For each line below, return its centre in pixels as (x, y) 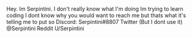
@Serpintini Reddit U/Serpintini (45, 28)
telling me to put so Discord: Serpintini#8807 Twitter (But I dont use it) (94, 22)
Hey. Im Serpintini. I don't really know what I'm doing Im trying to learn (95, 9)
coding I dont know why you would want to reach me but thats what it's (96, 15)
